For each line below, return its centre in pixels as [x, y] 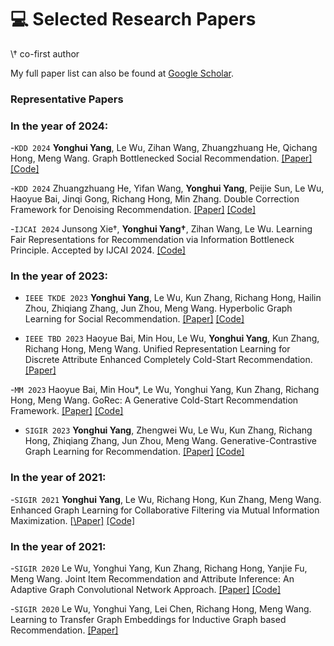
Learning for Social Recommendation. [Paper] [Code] [134, 319]
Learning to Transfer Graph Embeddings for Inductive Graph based [148, 620]
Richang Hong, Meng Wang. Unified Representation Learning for [157, 349]
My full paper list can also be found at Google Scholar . [122, 73]
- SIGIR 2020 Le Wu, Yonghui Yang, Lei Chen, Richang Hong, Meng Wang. [161, 609]
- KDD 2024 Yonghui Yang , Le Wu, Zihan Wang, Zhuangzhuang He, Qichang [164, 148]
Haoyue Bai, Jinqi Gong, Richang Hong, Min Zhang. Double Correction [155, 199]
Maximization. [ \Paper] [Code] [72, 520]
